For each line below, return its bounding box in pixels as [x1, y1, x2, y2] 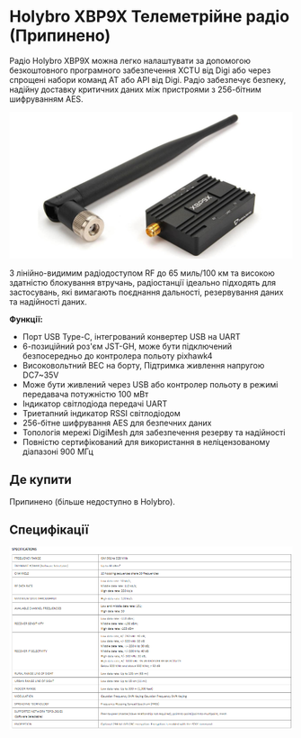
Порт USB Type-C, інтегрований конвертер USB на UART [22, 331, 241, 342]
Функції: [9, 314, 43, 324]
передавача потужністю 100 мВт [22, 388, 149, 399]
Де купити [9, 472, 72, 487]
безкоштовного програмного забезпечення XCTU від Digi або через [9, 65, 271, 76]
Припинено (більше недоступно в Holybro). [9, 496, 175, 506]
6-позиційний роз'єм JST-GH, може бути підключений [22, 341, 233, 351]
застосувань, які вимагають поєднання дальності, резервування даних [9, 287, 284, 297]
